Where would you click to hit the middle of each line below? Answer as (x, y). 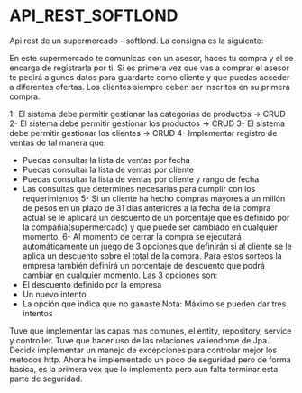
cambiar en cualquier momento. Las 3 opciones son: (120, 275)
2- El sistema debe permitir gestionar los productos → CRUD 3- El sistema (147, 123)
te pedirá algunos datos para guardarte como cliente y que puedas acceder (150, 77)
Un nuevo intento (55, 294)
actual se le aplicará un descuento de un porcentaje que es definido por (156, 217)
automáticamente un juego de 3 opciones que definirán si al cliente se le (157, 246)
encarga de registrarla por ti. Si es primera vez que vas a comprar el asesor (150, 68)
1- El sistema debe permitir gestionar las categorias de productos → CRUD (147, 114)
